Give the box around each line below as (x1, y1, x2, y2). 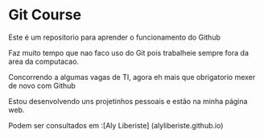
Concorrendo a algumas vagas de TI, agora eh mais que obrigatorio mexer (8, 72, 256, 82)
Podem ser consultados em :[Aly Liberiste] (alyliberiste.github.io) (8, 120, 224, 130)
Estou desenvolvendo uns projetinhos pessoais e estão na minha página (8, 96, 248, 106)
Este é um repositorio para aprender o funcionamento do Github (8, 32, 221, 42)
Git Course (8, 6, 82, 24)
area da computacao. (8, 56, 79, 66)
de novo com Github (8, 81, 76, 90)
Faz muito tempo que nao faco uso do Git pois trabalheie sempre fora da (8, 48, 250, 57)
